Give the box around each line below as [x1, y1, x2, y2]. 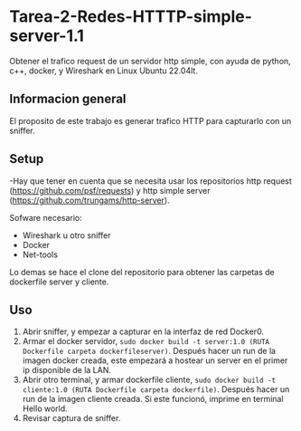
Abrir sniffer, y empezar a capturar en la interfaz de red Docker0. [22, 326, 265, 337]
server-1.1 [9, 25, 84, 46]
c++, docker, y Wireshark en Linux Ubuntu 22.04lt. [9, 65, 199, 76]
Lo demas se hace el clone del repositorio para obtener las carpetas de [9, 266, 276, 277]
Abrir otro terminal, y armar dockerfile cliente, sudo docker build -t [22, 374, 277, 386]
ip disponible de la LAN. [22, 365, 111, 376]
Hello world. [22, 403, 68, 414]
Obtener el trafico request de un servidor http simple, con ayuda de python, [9, 55, 291, 66]
